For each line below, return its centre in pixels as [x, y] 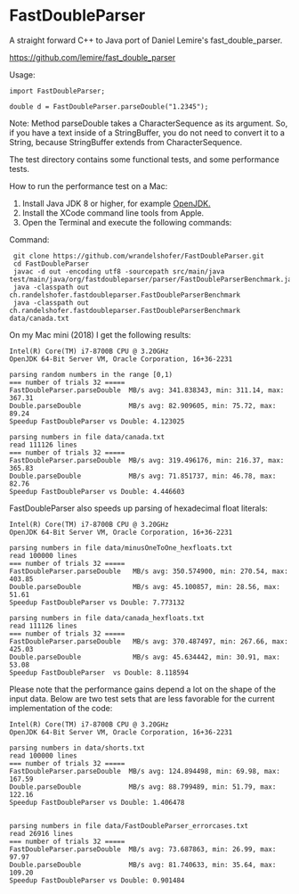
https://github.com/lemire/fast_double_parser [93, 57]
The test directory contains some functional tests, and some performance [145, 159]
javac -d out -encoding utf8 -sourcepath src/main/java [119, 271]
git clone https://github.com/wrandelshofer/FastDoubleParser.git [139, 256]
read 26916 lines [41, 833]
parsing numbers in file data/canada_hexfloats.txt [107, 618]
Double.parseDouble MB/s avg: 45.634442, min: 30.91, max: [145, 657]
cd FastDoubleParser [51, 264]
